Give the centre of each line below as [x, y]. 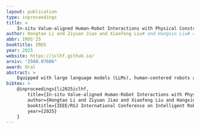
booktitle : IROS [26, 45]
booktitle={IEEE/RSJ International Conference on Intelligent [106, 106]
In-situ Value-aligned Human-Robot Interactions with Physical [97, 28]
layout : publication [32, 12]
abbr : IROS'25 [24, 39]
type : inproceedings [32, 17]
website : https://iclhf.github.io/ [50, 56]
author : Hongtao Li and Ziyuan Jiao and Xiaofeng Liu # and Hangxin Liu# [98, 34]
